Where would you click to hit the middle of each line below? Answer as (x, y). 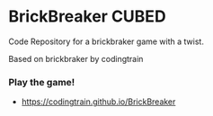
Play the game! (42, 82)
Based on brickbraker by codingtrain (76, 58)
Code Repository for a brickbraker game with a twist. (106, 41)
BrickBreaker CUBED (88, 17)
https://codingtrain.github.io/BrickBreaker (98, 102)
